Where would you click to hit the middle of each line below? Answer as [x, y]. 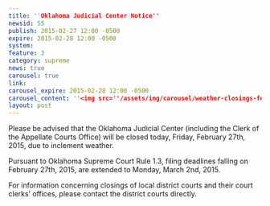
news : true [27, 68]
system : [21, 46]
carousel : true [34, 76]
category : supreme [39, 61]
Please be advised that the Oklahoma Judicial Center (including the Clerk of [134, 129]
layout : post [30, 105]
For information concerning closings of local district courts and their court [131, 185]
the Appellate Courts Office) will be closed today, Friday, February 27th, [127, 137]
